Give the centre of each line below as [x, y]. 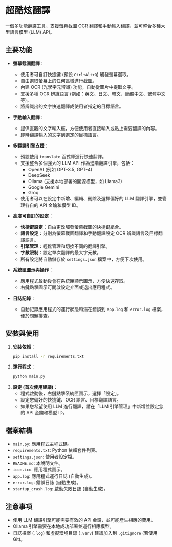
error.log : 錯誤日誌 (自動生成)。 [47, 482]
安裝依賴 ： [24, 347]
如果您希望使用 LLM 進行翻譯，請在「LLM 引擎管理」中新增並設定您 [92, 406]
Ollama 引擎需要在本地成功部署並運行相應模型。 [63, 526]
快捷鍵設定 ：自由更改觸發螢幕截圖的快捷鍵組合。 [72, 227]
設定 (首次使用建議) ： [35, 387]
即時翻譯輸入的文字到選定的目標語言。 [61, 135]
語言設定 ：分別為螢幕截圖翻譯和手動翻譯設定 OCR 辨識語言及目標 [89, 233]
